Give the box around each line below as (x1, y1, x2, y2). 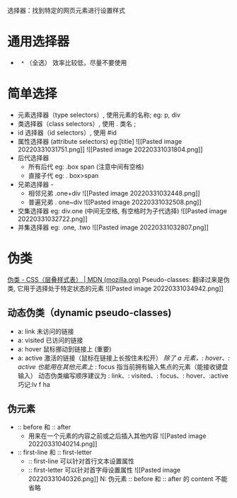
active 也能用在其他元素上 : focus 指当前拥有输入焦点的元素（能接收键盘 (17, 362, 229, 370)
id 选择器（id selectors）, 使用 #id (17, 128, 117, 137)
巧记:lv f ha (17, 380, 51, 388)
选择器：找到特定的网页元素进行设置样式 (7, 6, 125, 14)
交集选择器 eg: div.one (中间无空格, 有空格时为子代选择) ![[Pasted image (17, 206, 228, 215)
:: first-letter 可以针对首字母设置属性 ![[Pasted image (28, 466, 181, 475)
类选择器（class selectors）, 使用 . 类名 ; (17, 119, 137, 128)
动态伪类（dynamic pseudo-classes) (7, 307, 172, 319)
